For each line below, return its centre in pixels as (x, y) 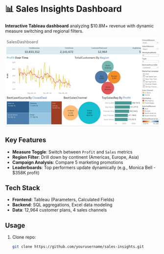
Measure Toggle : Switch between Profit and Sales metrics (72, 152)
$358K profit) (26, 172)
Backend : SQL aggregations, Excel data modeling (62, 205)
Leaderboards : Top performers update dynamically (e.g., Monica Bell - (84, 167)
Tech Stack (23, 188)
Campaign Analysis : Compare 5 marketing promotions (68, 162)
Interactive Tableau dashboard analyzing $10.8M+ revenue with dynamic (80, 26)
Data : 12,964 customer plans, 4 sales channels (59, 210)
